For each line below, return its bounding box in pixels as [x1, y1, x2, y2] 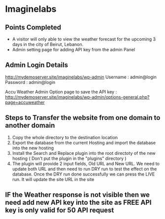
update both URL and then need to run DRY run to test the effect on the [12, 166, 157, 172]
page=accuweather [5, 99, 45, 105]
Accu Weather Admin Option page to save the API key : [5, 89, 117, 95]
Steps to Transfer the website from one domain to [5, 113, 161, 122]
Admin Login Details [5, 61, 68, 70]
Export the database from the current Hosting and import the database [12, 140, 156, 146]
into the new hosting [12, 145, 54, 151]
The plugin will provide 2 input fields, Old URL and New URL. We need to [12, 160, 160, 166]
